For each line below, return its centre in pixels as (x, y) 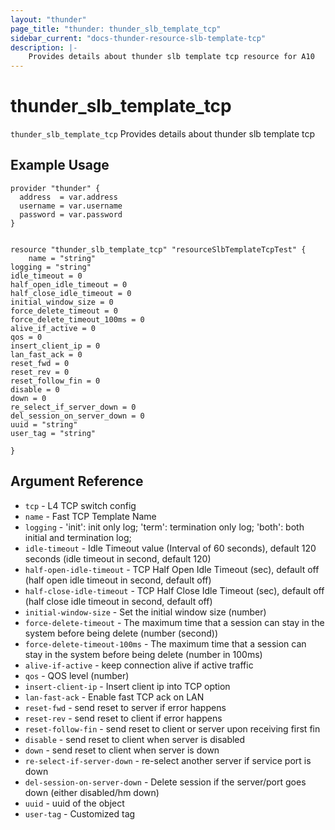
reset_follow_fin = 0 (55, 381)
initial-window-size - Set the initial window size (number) (145, 612)
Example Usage (60, 165)
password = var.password (71, 214)
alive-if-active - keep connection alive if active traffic (139, 665)
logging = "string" (51, 267)
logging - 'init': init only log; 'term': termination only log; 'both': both (164, 527)
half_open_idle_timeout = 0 (69, 284)
